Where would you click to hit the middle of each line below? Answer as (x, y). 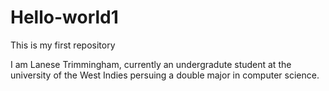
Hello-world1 (64, 17)
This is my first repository (63, 45)
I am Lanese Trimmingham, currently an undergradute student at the (151, 64)
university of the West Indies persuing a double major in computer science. (165, 75)
